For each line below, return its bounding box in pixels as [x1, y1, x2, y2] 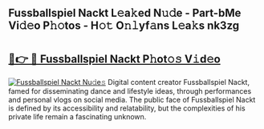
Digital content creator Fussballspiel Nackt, [108, 78, 250, 87]
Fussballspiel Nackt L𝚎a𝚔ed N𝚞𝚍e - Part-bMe [8, 6, 242, 20]
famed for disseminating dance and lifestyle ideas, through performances [8, 87, 252, 95]
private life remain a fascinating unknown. [8, 112, 147, 121]
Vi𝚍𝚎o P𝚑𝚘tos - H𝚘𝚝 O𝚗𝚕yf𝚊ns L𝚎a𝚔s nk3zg [8, 19, 240, 33]
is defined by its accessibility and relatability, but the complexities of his [8, 103, 246, 113]
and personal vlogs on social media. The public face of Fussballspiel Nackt [8, 95, 256, 104]
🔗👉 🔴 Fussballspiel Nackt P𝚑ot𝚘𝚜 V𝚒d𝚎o [8, 52, 221, 66]
